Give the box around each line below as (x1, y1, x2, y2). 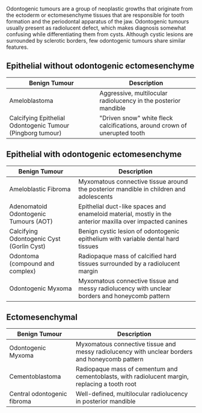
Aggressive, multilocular (99, 88, 168, 97)
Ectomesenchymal (6, 312, 78, 323)
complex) (9, 267, 36, 275)
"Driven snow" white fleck (99, 114, 173, 122)
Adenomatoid (9, 202, 47, 210)
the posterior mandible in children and (78, 185, 186, 193)
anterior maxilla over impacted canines (78, 217, 188, 225)
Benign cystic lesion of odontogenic (78, 227, 180, 235)
